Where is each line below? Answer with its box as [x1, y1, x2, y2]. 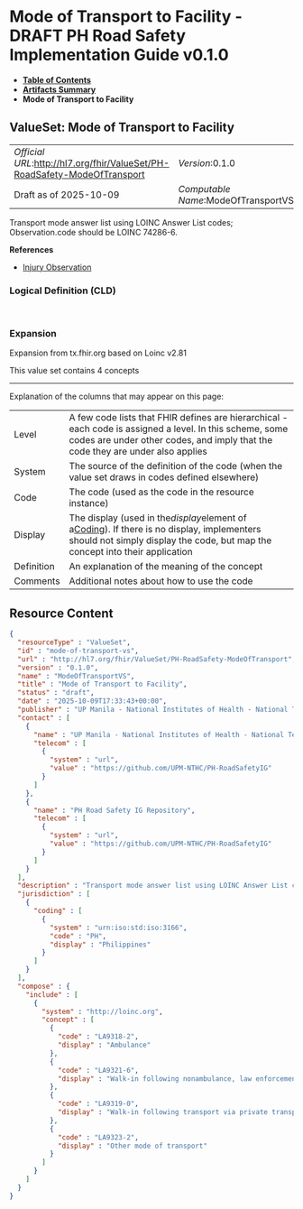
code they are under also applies [69, 445, 207, 457]
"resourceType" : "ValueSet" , [17, 638, 131, 647]
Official [14, 145, 45, 158]
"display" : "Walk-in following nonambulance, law [57, 1074, 252, 1084]
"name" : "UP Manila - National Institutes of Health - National [32, 730, 284, 739]
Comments [14, 575, 60, 587]
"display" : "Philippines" [49, 940, 151, 949]
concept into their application [69, 546, 193, 558]
